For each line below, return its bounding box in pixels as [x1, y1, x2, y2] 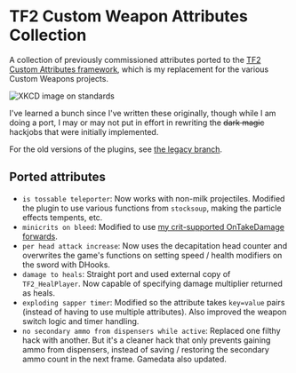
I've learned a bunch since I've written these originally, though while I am [9, 107, 276, 118]
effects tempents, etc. [21, 211, 103, 223]
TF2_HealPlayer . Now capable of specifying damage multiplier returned [21, 278, 283, 289]
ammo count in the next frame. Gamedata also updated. [21, 353, 227, 364]
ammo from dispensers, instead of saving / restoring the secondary [21, 344, 269, 354]
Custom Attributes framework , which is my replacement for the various [9, 64, 269, 75]
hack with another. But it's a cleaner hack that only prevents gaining [21, 335, 271, 345]
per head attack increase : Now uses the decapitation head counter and [21, 240, 287, 250]
